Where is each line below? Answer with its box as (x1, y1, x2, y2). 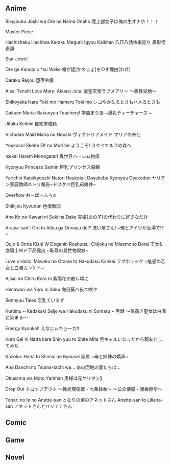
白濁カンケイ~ (14, 264, 44, 270)
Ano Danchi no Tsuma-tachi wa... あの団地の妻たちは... (5, 364, 121, 370)
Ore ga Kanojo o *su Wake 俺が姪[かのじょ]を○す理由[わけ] (5, 66, 131, 72)
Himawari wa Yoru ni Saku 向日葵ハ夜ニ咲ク (5, 286, 97, 292)
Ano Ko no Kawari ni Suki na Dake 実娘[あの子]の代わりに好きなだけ (5, 214, 148, 220)
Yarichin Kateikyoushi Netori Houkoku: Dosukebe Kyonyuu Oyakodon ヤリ (5, 175, 161, 181)
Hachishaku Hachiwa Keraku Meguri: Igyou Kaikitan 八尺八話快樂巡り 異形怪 (5, 39, 166, 45)
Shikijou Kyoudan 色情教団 (5, 203, 61, 209)
